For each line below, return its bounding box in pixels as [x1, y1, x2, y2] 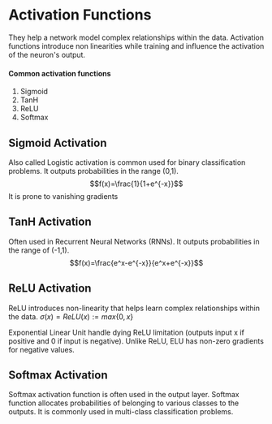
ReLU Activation [8, 282, 92, 296]
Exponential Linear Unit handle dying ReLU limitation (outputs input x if [8, 327, 245, 337]
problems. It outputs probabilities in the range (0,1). [8, 166, 179, 175]
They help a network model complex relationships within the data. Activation [8, 32, 264, 42]
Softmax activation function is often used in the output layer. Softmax [8, 390, 240, 400]
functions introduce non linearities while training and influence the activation [8, 41, 265, 50]
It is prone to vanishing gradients [8, 191, 119, 201]
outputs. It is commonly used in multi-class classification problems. [8, 407, 234, 417]
